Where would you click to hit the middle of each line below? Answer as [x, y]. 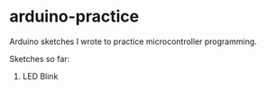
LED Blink [40, 76]
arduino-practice [74, 17]
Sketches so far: [40, 58]
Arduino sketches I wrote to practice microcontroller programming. [133, 41]
